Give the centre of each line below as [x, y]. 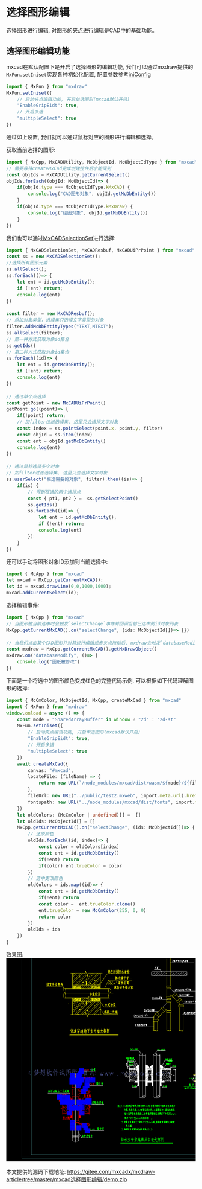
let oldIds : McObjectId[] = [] [56, 821]
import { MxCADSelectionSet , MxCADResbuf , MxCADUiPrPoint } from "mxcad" [101, 250]
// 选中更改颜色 [45, 879]
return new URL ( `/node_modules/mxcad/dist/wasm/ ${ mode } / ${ [114, 783]
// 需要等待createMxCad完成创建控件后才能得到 [59, 168]
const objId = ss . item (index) [55, 435]
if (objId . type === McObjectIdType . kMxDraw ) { [75, 206]
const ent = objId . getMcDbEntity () [62, 441]
